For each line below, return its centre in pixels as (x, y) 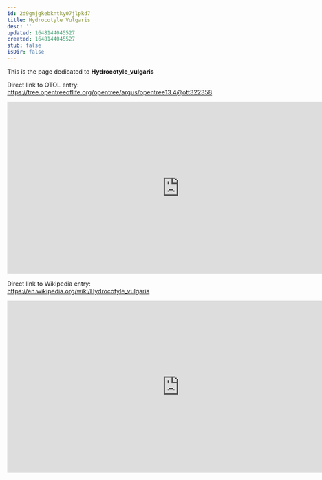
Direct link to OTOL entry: (43, 85)
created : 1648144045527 (41, 39)
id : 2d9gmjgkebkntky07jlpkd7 (49, 13)
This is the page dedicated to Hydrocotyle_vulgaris (80, 71)
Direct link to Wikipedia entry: (49, 284)
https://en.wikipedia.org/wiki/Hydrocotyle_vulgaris (78, 291)
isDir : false (26, 52)
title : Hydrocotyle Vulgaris (49, 20)
